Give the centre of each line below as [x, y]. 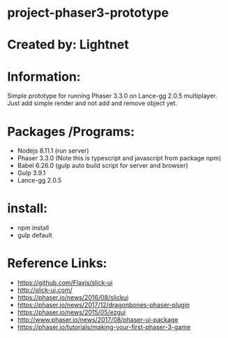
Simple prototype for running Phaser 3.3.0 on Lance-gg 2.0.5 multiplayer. [112, 96]
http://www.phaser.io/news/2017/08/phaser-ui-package [98, 320]
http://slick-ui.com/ [45, 290]
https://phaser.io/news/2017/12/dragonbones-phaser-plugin [104, 305]
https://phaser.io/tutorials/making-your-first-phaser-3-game [104, 327]
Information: [44, 76]
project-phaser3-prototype [88, 13]
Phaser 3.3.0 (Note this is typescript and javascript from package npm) [119, 158]
